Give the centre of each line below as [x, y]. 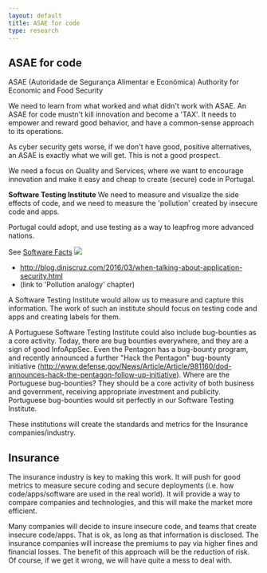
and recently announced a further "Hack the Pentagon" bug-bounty [120, 358]
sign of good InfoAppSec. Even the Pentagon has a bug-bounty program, [128, 350]
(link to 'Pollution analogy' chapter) [77, 285]
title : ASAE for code [44, 23]
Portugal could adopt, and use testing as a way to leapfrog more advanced [131, 227]
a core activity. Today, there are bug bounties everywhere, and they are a [128, 341]
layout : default [35, 16]
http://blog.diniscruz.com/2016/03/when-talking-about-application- [131, 267]
